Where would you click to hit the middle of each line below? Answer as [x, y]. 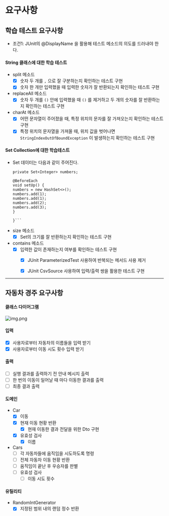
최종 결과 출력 [26, 386]
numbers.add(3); [29, 207]
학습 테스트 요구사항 [34, 31]
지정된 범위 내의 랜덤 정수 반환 [50, 509]
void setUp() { [28, 185]
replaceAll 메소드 [29, 93]
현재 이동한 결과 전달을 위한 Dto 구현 [63, 429]
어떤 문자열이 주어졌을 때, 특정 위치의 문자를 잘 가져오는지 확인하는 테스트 [92, 119]
